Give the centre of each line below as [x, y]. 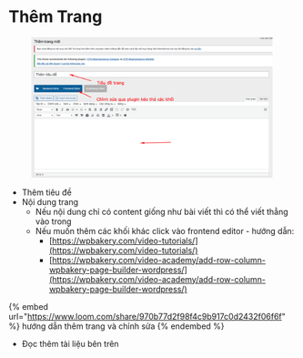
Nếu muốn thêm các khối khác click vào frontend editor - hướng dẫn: [165, 230]
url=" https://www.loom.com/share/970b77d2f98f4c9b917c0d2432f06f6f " [147, 316]
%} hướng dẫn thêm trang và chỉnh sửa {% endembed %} [116, 326]
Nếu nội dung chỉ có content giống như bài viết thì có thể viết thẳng [162, 211]
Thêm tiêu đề [46, 192]
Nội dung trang [50, 201]
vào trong [53, 221]
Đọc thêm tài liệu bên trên [70, 343]
